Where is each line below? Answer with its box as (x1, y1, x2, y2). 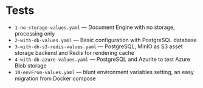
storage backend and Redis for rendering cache (14, 49, 135, 56)
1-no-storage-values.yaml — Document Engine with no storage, (14, 24, 175, 31)
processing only (14, 30, 55, 37)
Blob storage (14, 61, 47, 69)
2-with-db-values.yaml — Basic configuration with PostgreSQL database (14, 36, 197, 43)
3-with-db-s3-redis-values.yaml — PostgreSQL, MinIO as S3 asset (14, 43, 183, 50)
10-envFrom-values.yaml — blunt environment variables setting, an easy (14, 68, 194, 75)
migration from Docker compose (14, 75, 96, 82)
